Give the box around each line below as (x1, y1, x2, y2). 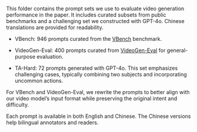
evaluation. (36, 53, 64, 60)
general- (166, 47, 188, 54)
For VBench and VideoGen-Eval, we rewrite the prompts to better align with (6, 89, 190, 95)
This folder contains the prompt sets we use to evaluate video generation (6, 5, 185, 12)
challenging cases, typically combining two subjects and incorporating (14, 71, 188, 78)
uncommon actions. (14, 77, 63, 84)
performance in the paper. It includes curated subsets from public (6, 11, 167, 18)
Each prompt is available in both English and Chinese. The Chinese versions (6, 112, 191, 120)
